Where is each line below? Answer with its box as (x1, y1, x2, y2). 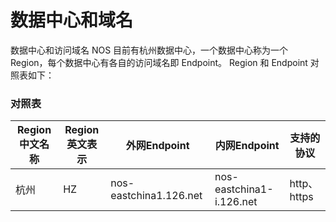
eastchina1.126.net (110, 189, 203, 203)
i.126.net (214, 195, 258, 209)
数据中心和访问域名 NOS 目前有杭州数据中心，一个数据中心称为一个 (10, 44, 289, 56)
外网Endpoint (125, 139, 190, 153)
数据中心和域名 (10, 9, 134, 32)
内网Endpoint (214, 139, 280, 153)
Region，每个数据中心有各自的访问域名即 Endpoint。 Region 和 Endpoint (10, 56, 308, 68)
